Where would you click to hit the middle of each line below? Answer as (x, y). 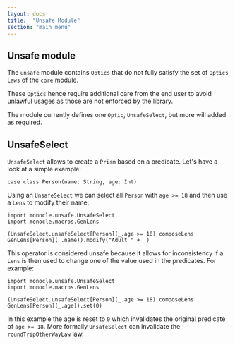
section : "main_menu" (39, 27)
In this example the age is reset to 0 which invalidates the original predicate (116, 319)
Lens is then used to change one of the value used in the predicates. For (112, 261)
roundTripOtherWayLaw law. (46, 334)
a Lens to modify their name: (48, 202)
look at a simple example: (44, 169)
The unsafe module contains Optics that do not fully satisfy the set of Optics (118, 73)
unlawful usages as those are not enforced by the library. (90, 101)
